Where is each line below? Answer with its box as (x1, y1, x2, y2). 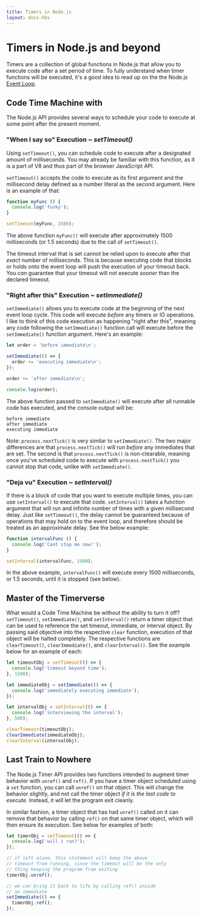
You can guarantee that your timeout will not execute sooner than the (6, 270, 180, 277)
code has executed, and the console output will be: (6, 404, 134, 411)
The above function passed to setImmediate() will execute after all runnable (6, 397, 195, 404)
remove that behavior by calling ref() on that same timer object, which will (6, 814, 193, 822)
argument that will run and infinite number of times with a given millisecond (6, 505, 194, 512)
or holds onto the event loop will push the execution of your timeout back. (6, 263, 191, 270)
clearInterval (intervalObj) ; (6, 737, 80, 744)
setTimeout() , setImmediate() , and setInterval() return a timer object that (6, 616, 193, 623)
